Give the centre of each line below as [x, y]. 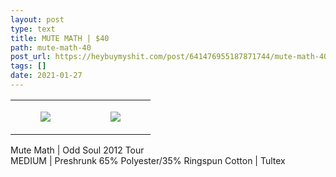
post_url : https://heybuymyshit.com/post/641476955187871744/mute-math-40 [169, 57]
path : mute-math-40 [51, 47]
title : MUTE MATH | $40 [60, 38]
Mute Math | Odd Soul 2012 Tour [77, 150]
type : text [33, 29]
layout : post [37, 19]
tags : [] [28, 66]
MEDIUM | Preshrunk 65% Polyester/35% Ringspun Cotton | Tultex [148, 160]
